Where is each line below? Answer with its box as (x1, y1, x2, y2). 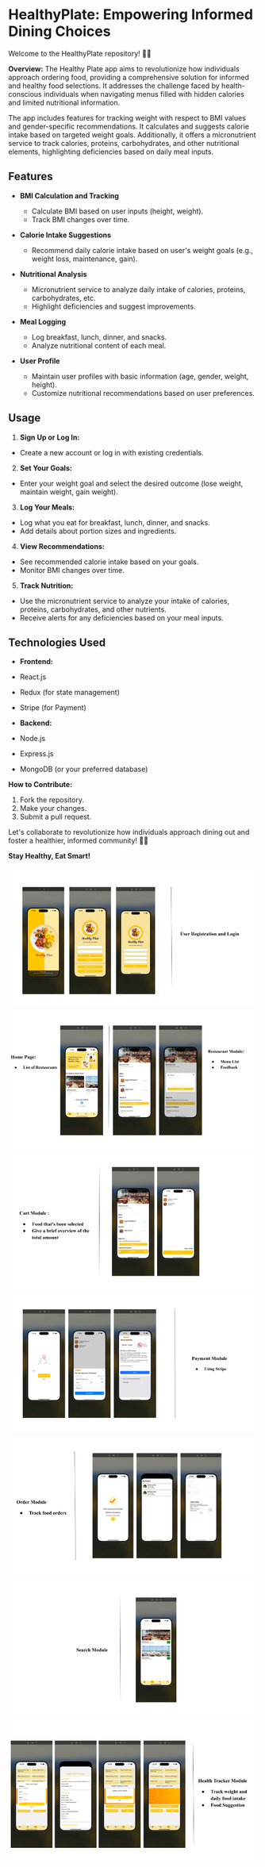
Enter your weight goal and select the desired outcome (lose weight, (19, 478, 244, 488)
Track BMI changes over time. (31, 214, 130, 224)
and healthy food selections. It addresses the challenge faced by (8, 81, 220, 90)
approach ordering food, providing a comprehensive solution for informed (8, 72, 250, 82)
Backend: (19, 718, 52, 728)
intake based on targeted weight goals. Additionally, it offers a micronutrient (8, 129, 256, 140)
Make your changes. (19, 804, 87, 813)
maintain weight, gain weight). (19, 486, 119, 497)
